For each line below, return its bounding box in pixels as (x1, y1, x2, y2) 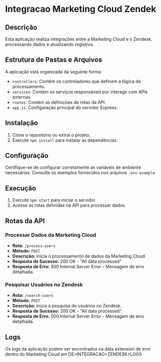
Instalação (5, 119, 38, 127)
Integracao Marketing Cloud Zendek (5, 3, 157, 15)
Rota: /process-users (12, 243, 56, 249)
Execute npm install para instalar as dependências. (12, 137, 118, 143)
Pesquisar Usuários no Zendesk (5, 281, 83, 288)
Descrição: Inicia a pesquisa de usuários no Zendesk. (12, 303, 122, 309)
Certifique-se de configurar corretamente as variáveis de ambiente (5, 164, 141, 171)
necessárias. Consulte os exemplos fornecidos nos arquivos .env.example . (5, 170, 157, 176)
